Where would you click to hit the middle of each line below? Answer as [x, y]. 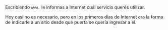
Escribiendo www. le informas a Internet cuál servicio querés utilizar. [75, 7]
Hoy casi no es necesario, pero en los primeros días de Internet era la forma [84, 17]
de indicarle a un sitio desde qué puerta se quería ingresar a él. [71, 22]
